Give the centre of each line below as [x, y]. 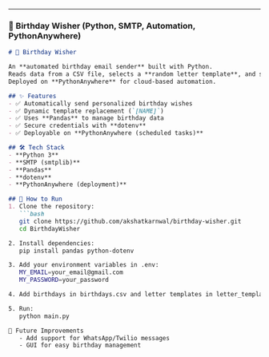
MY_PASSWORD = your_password [64, 280]
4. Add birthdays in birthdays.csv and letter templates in [111, 295]
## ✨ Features [32, 96]
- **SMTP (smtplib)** [44, 162]
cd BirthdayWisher [50, 228]
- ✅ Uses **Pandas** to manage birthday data [86, 118]
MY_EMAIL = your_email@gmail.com [71, 272]
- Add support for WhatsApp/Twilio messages [94, 338]
